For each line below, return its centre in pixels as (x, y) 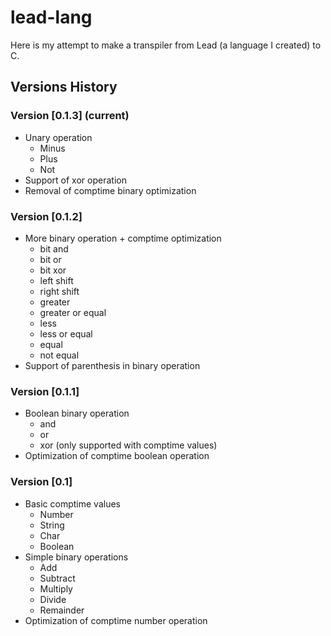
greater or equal (73, 312)
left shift (56, 280)
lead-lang (51, 17)
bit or (50, 259)
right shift (59, 291)
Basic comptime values (72, 503)
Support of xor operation (75, 180)
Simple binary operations (76, 557)
